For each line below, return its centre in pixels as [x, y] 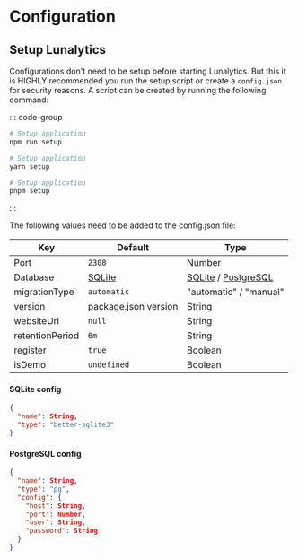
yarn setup [30, 166]
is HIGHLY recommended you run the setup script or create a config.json [146, 81]
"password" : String [62, 531]
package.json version [133, 307]
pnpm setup [30, 191]
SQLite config [35, 389]
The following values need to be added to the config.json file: [123, 225]
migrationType [44, 292]
